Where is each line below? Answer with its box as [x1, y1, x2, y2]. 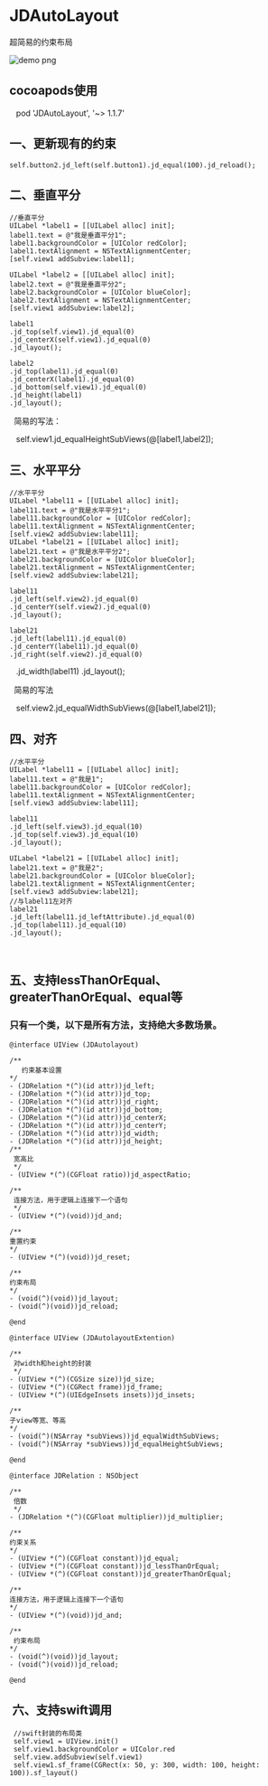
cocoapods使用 [9, 83, 97, 99]
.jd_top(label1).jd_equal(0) [9, 367, 119, 376]
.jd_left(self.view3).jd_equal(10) [9, 822, 143, 832]
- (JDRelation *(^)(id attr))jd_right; [9, 1097, 160, 1106]
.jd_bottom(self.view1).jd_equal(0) [9, 383, 147, 392]
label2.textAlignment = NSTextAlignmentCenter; [9, 296, 192, 305]
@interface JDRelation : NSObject [9, 1471, 140, 1480]
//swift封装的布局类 [13, 1728, 83, 1738]
